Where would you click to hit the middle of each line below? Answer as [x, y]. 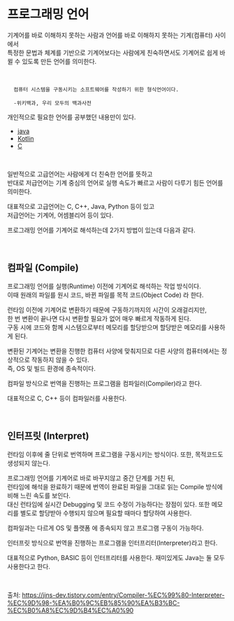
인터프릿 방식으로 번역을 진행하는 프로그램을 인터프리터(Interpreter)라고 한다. [112, 542]
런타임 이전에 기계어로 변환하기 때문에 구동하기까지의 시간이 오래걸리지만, [107, 310]
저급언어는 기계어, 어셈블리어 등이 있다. [60, 215]
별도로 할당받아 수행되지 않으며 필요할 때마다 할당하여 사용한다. [106, 513]
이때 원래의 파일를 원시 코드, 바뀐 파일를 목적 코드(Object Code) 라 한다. [105, 294]
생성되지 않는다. [29, 463]
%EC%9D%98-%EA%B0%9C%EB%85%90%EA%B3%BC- [94, 603]
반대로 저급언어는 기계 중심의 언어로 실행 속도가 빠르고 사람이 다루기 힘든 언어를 [115, 182]
